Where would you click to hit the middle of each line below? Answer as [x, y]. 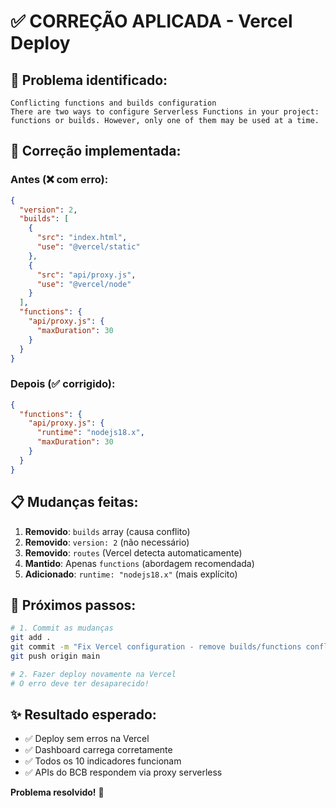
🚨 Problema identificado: [89, 80]
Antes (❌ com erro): [59, 180]
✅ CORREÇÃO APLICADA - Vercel [151, 21]
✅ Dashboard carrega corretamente [98, 750]
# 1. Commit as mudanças [62, 628]
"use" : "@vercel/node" [84, 284]
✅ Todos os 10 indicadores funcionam [103, 761]
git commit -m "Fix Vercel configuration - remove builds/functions [156, 647]
